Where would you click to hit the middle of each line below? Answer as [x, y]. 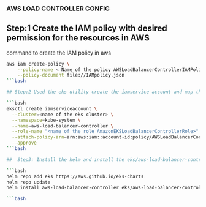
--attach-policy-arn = [40, 137]
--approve [24, 143]
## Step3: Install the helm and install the [65, 160]
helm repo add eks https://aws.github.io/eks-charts [75, 176]
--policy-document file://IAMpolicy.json [71, 75]
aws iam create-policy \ [38, 64]
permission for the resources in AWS [78, 38]
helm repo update [29, 182]
